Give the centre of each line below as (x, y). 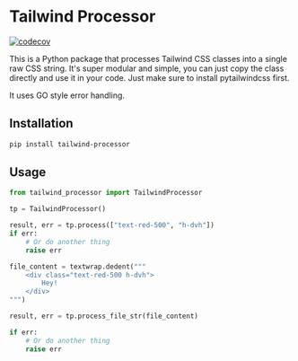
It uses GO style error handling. (67, 95)
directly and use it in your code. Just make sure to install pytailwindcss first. (149, 77)
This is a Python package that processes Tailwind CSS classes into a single (148, 58)
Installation (41, 123)
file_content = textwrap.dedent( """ (78, 267)
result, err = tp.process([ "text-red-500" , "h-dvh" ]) (112, 225)
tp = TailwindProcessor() (57, 209)
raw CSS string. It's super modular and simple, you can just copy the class (147, 68)
